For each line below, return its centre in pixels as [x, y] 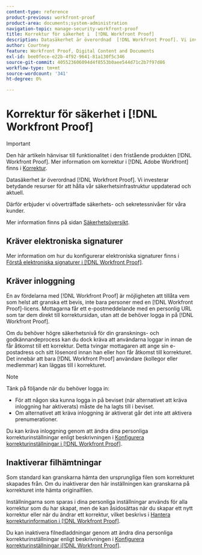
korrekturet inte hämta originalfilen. [50, 490]
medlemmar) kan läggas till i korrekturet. [56, 365]
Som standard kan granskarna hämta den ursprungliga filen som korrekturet [100, 477]
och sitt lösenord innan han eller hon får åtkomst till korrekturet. [114, 352]
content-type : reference [37, 12]
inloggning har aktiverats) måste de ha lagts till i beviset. [84, 406]
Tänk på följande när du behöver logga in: [58, 388]
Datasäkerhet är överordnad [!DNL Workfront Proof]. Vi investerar [87, 180]
